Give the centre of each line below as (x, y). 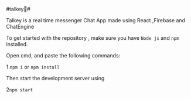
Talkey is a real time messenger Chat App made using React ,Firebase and (96, 20)
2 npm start (20, 90)
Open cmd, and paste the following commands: (63, 55)
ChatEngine (20, 27)
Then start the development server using (55, 78)
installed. (17, 44)
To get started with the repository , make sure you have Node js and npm (93, 38)
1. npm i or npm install (33, 67)
